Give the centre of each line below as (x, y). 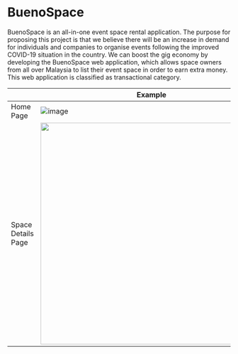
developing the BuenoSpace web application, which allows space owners (114, 62)
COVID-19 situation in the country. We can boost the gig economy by (108, 55)
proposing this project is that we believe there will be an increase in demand (118, 39)
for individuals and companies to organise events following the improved (113, 47)
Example (151, 94)
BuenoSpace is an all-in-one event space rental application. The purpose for (119, 32)
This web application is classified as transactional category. (95, 77)
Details (22, 233)
